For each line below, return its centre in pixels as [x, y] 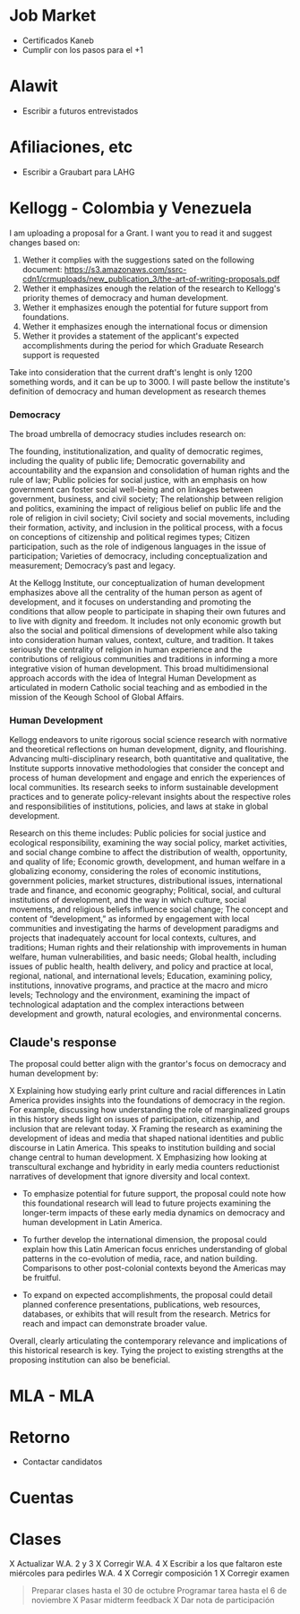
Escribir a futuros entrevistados [80, 111]
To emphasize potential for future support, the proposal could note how [154, 1194]
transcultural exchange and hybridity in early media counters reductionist [145, 1167]
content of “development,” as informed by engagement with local [129, 919]
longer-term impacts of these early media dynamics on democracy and [154, 1213]
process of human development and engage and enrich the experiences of [147, 778]
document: [42, 269]
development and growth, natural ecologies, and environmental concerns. [146, 1014]
